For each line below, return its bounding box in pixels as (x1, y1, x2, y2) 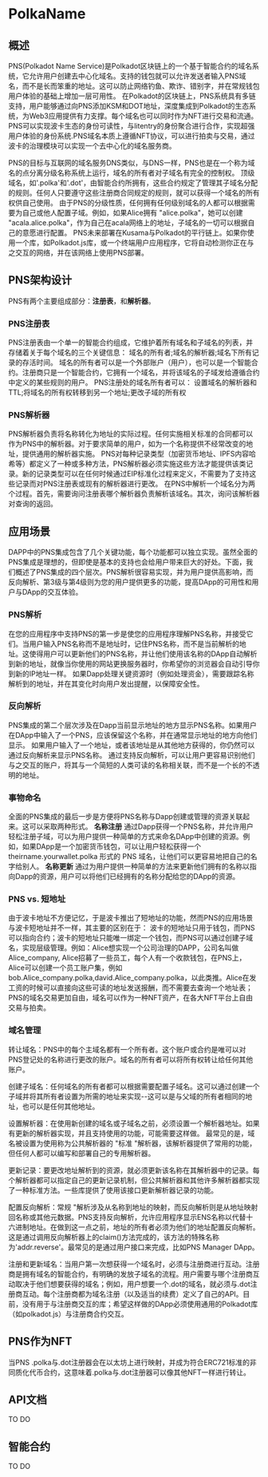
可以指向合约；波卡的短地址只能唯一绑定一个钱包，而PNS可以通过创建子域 (8, 933, 254, 943)
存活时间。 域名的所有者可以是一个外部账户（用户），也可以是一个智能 (22, 358, 251, 367)
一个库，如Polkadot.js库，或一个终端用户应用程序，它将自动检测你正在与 (14, 238, 254, 247)
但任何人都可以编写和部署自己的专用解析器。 (8, 1148, 156, 1158)
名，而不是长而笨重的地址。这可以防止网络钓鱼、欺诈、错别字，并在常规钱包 (8, 81, 260, 90)
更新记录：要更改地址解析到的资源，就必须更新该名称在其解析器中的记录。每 (8, 1165, 260, 1174)
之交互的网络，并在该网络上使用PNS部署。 (8, 248, 149, 257)
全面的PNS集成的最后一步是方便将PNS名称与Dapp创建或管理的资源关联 (8, 812, 243, 822)
